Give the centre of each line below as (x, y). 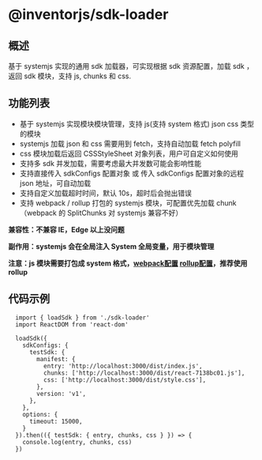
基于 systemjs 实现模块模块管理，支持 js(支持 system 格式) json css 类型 (137, 123)
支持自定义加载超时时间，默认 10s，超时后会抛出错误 (105, 193)
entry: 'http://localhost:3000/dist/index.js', (123, 366)
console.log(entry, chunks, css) (77, 442)
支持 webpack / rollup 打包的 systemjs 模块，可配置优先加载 (117, 202)
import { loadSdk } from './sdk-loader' (82, 318)
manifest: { (56, 359)
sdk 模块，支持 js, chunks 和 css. (77, 76)
